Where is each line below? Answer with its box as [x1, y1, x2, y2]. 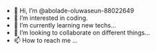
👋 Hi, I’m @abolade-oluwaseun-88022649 [13, 7, 134, 14]
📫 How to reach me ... [13, 37, 78, 44]
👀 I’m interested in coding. [13, 14, 88, 22]
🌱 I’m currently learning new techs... [13, 21, 116, 29]
